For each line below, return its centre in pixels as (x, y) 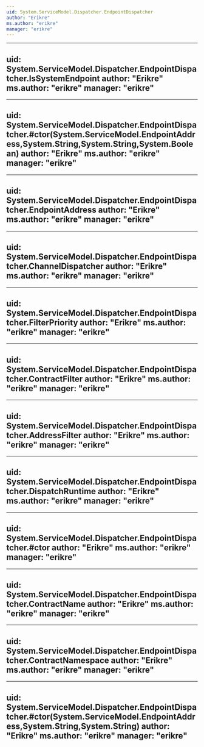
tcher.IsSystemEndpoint (53, 78)
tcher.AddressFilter (44, 435)
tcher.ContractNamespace (58, 660)
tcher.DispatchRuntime (51, 491)
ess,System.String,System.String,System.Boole (100, 144)
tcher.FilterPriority (42, 323)
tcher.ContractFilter (45, 379)
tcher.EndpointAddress (52, 210)
